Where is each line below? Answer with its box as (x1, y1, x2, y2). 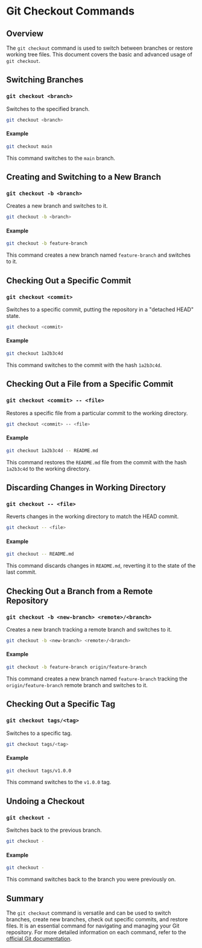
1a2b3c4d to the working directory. (6, 465, 90, 472)
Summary (6, 893, 44, 903)
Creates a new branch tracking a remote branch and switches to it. (6, 625, 172, 633)
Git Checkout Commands (6, 4, 134, 18)
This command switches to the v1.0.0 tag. (6, 778, 112, 786)
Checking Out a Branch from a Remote (6, 586, 153, 596)
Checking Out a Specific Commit (6, 275, 131, 286)
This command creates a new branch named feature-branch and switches (6, 251, 191, 258)
